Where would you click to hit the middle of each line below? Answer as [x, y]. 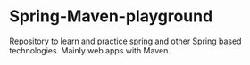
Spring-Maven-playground [111, 16]
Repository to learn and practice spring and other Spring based [125, 41]
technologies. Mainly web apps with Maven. [90, 50]
